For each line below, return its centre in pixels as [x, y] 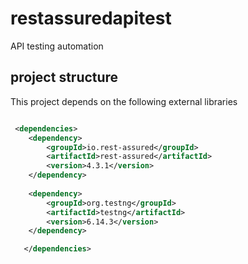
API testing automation [57, 46]
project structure [64, 77]
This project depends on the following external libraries [124, 101]
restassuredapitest [91, 18]
